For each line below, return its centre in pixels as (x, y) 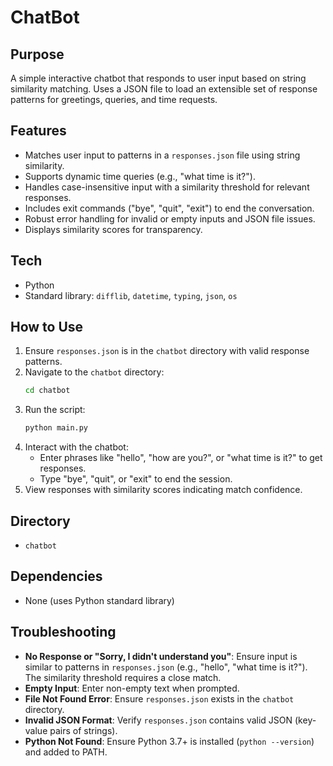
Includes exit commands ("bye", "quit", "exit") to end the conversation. (169, 208)
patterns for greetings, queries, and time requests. (114, 99)
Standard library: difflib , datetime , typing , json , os (131, 295)
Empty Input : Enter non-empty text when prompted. (132, 688)
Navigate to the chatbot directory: (94, 372)
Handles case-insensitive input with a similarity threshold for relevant (167, 187)
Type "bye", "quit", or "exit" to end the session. (136, 479)
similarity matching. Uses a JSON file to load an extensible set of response (164, 89)
